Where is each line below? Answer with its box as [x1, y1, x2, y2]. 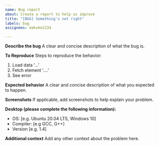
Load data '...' [12, 62, 40, 68]
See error [12, 73, 32, 78]
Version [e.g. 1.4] [12, 126, 47, 132]
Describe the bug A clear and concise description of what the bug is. [5, 43, 145, 49]
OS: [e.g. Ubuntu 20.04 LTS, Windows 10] [12, 116, 96, 122]
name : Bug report [5, 7, 41, 12]
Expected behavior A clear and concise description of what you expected [5, 82, 155, 88]
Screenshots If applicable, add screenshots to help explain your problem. [5, 97, 154, 103]
